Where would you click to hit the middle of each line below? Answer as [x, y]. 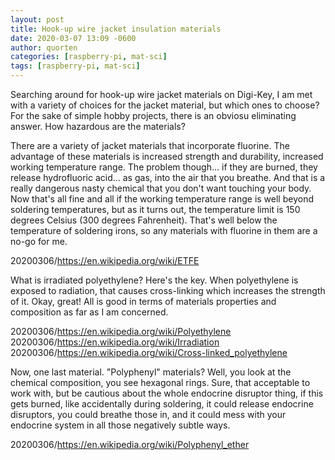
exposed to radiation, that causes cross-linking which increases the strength [168, 290]
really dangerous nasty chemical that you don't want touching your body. [161, 188]
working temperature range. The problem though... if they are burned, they [164, 167]
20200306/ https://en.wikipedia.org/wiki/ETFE [105, 260]
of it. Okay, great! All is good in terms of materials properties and [143, 301]
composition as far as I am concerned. [89, 312]
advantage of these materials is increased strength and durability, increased [167, 156]
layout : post [37, 19]
